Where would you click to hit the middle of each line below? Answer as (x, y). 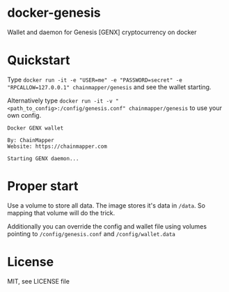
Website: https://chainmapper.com (57, 146)
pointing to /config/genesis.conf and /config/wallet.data (91, 233)
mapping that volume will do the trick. (61, 213)
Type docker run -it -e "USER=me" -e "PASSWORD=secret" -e (95, 79)
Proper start (43, 186)
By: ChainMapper (31, 140)
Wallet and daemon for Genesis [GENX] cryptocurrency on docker (102, 32)
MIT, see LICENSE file (38, 281)
